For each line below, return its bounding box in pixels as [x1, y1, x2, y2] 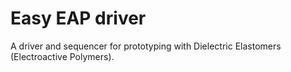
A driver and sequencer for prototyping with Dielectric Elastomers [10, 40, 282, 52]
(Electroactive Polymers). [10, 50, 115, 62]
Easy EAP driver [10, 7, 147, 30]
